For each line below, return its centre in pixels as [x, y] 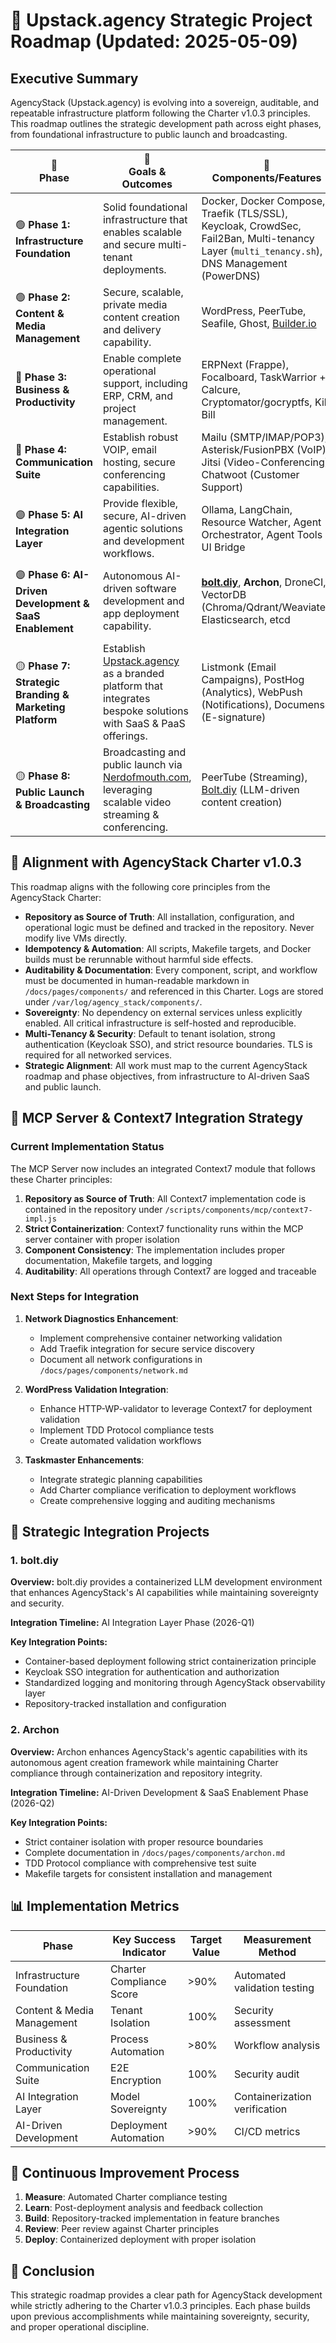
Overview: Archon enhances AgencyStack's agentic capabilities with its [159, 1751]
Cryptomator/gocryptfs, [257, 402]
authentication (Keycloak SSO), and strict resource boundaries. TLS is [168, 1044]
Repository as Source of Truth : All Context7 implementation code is [165, 1198]
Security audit [266, 2074]
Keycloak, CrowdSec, [251, 226]
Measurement [277, 1939]
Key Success [144, 1939]
